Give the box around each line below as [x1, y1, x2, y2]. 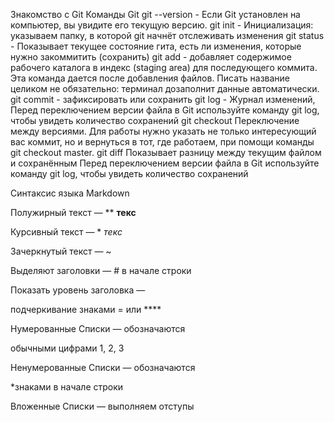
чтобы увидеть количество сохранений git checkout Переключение [10, 115, 300, 126]
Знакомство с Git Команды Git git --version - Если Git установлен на [10, 9, 301, 20]
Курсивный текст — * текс [10, 226, 123, 238]
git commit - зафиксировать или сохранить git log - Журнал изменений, [10, 94, 316, 105]
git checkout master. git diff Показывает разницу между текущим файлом [10, 147, 322, 158]
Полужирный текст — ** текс [10, 207, 137, 218]
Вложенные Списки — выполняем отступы [10, 400, 195, 412]
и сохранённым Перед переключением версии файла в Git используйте [10, 157, 320, 169]
